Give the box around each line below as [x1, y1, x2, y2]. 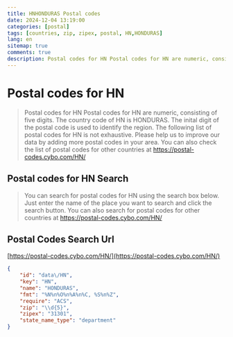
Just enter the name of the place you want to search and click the [24, 199, 213, 207]
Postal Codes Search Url [7, 233, 114, 245]
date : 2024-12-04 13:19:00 [7, 17, 85, 24]
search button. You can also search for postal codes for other [24, 206, 200, 214]
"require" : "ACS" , [19, 297, 73, 304]
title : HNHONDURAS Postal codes [7, 10, 101, 17]
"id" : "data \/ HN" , [19, 272, 73, 279]
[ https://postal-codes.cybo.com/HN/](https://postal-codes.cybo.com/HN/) [7, 252, 221, 261]
